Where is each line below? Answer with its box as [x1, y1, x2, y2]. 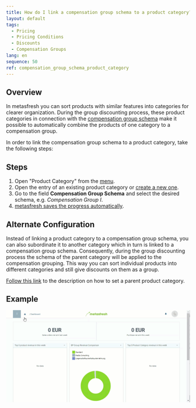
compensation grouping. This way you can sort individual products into [6, 260, 177, 267]
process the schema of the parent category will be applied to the [6, 253, 162, 260]
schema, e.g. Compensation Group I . [14, 196, 103, 203]
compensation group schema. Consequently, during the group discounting [6, 247, 185, 254]
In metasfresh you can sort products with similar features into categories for [6, 103, 189, 110]
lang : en [6, 53, 27, 58]
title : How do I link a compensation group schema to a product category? [6, 9, 192, 15]
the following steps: [6, 145, 54, 152]
